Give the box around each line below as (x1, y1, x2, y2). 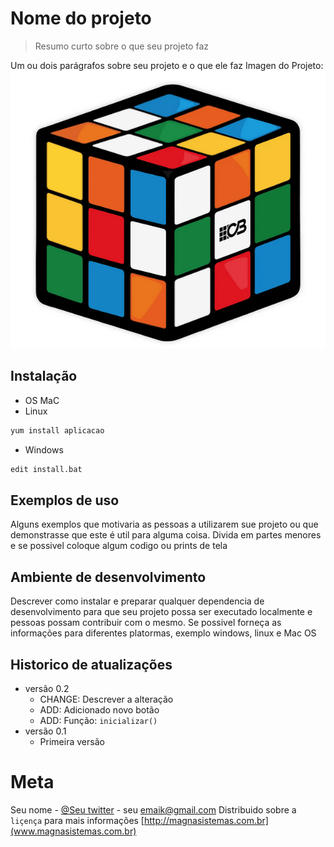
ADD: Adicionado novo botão (39, 703, 160, 716)
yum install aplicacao (10, 425, 105, 436)
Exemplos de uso (10, 492, 120, 509)
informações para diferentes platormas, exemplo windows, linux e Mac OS (10, 627, 317, 639)
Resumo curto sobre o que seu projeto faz (34, 40, 210, 52)
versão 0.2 (24, 682, 70, 694)
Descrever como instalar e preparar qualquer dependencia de (10, 595, 265, 607)
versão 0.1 (24, 725, 67, 737)
